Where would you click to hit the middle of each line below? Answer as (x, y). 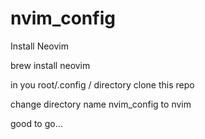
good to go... (36, 123)
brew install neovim (50, 65)
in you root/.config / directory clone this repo (102, 84)
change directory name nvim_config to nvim (101, 104)
